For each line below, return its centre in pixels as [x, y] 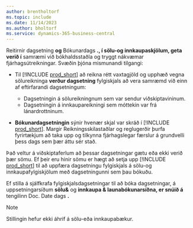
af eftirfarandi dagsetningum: [50, 87]
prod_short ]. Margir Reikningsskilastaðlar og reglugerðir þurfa [90, 129]
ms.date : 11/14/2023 [32, 23]
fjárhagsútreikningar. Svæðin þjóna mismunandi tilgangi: [75, 63]
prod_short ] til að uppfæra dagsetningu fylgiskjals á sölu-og [79, 166]
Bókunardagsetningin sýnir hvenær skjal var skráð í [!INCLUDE [92, 123]
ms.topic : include [29, 17]
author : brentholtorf [33, 12]
